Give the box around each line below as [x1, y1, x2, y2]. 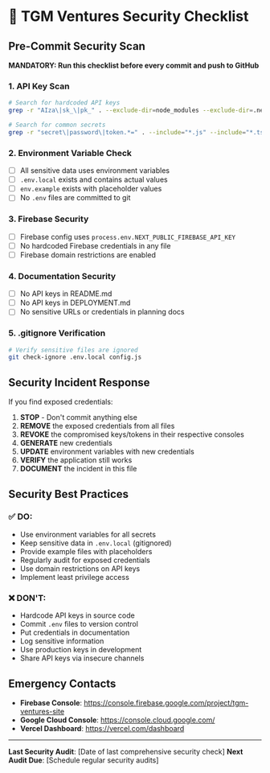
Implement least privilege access [19, 572, 130, 582]
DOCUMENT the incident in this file [19, 464, 137, 474]
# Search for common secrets [8, 121, 106, 130]
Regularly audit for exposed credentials [19, 555, 150, 565]
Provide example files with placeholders [19, 546, 153, 556]
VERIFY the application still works [19, 455, 133, 465]
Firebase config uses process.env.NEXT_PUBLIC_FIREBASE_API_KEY [19, 232, 235, 241]
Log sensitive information [19, 636, 104, 646]
